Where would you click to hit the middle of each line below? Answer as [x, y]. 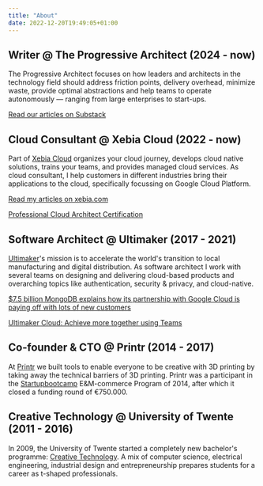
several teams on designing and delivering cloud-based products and [121, 275]
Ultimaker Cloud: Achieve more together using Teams [95, 322]
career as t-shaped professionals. [63, 473]
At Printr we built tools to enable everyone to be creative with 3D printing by [131, 366]
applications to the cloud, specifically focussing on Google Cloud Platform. [130, 184]
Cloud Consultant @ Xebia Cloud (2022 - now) [125, 139]
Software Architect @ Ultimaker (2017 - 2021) [122, 239]
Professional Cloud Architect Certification [76, 215]
